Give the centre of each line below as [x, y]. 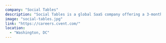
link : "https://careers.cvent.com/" [43, 23]
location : [15, 28]
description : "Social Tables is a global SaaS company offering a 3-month [84, 14]
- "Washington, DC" [30, 33]
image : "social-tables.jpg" [34, 19]
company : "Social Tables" [32, 10]
